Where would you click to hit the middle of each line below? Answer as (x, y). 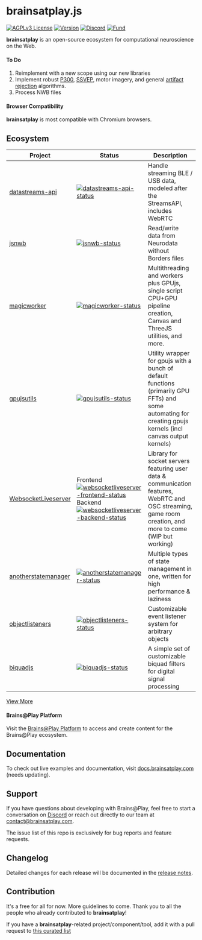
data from (162, 236)
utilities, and (165, 336)
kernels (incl (166, 429)
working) (161, 544)
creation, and (167, 522)
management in (170, 569)
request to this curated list (38, 930)
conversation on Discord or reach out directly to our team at (80, 815)
